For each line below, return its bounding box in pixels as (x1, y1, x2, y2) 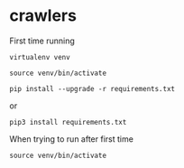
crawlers (9, 5, 77, 26)
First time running (9, 35, 75, 46)
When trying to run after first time (9, 133, 133, 145)
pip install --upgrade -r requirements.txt (9, 84, 176, 93)
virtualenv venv (9, 52, 70, 61)
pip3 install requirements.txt (9, 117, 127, 126)
